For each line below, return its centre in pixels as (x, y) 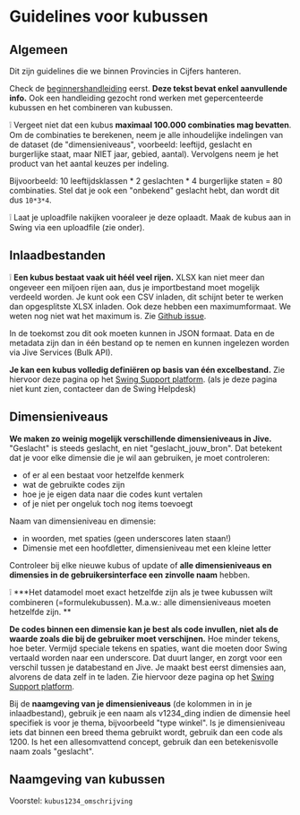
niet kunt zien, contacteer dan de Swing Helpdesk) (103, 388)
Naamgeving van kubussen (87, 780)
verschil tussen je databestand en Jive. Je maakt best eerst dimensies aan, (148, 667)
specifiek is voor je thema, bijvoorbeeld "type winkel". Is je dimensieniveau (147, 723)
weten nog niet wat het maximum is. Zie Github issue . (108, 316)
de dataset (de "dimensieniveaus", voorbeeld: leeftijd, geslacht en (131, 144)
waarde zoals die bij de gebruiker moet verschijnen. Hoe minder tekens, (145, 638)
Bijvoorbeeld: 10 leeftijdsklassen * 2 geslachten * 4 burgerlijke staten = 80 (146, 181)
